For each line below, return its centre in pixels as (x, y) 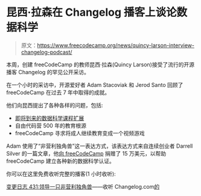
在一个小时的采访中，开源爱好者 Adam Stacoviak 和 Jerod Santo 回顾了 (95, 84)
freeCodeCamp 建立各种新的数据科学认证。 (60, 161)
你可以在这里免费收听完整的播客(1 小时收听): (61, 174)
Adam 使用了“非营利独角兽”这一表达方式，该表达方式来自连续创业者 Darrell (100, 146)
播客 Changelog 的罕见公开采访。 (48, 72)
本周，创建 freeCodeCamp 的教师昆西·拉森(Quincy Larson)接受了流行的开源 (101, 65)
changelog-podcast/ (46, 52)
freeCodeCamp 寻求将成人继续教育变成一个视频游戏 (80, 133)
